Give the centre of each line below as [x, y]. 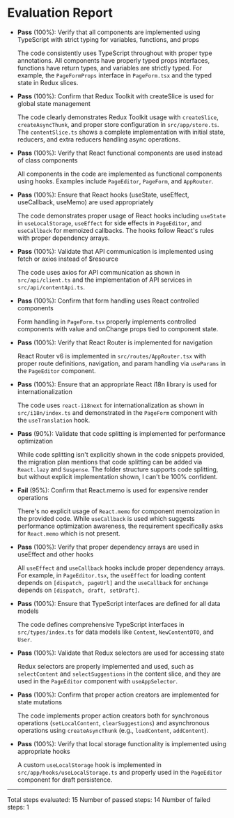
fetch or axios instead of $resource [68, 259]
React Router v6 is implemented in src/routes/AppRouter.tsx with [112, 356]
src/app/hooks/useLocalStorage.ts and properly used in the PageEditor [120, 772]
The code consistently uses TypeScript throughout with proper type [115, 53]
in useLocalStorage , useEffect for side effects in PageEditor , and [109, 223]
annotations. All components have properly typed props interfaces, [114, 60]
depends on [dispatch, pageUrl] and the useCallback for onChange [113, 582]
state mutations [40, 702]
